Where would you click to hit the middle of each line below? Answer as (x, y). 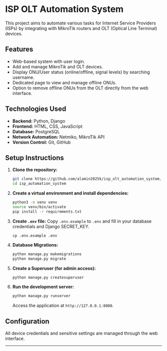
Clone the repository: (35, 170)
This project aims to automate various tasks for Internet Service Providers (81, 23)
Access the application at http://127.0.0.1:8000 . (63, 306)
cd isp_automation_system (39, 184)
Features (19, 49)
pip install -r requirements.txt (47, 211)
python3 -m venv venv (35, 202)
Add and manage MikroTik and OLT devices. (58, 66)
